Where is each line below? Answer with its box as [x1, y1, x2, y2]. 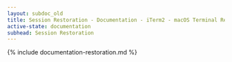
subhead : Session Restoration [7, 29, 95, 37]
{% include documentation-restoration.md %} [7, 48, 137, 56]
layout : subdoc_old [7, 10, 64, 17]
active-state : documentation [7, 23, 91, 30]
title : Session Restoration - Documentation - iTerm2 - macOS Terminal [7, 17, 217, 23]
